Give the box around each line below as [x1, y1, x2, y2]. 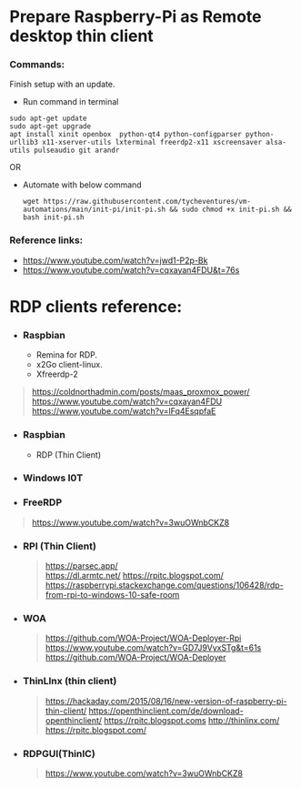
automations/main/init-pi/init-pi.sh [22, 205, 166, 215]
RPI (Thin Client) [22, 540, 97, 552]
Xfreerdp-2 [35, 369, 79, 379]
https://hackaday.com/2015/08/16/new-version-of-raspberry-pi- [45, 695, 287, 706]
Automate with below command [22, 179, 143, 190]
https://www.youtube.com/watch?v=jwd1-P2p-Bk [22, 255, 208, 266]
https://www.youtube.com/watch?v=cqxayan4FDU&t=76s [22, 264, 240, 275]
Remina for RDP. [35, 349, 98, 360]
